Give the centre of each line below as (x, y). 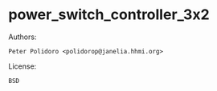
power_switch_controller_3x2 (109, 15)
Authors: (23, 37)
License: (23, 66)
